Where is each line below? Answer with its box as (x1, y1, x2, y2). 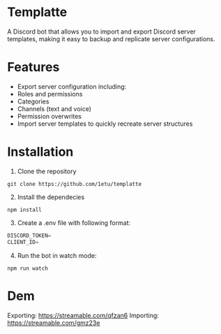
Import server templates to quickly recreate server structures (17, 119, 193, 128)
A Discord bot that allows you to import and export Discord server (7, 27, 197, 36)
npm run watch (7, 265, 49, 272)
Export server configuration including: (17, 82, 127, 91)
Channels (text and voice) (17, 104, 92, 112)
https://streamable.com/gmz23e (7, 319, 100, 327)
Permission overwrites (17, 112, 82, 120)
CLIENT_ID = (7, 238, 39, 245)
